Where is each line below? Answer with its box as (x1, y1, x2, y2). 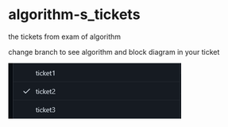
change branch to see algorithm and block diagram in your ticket (8, 47, 220, 56)
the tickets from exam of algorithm (8, 32, 122, 41)
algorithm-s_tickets (8, 6, 141, 24)
